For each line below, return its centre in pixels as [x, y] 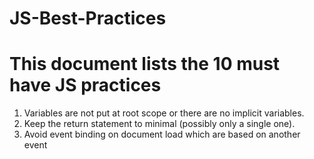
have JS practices [85, 85]
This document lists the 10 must [145, 64]
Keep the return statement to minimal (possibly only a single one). [159, 124]
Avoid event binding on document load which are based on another [162, 134]
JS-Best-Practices [88, 18]
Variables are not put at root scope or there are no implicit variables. [164, 113]
